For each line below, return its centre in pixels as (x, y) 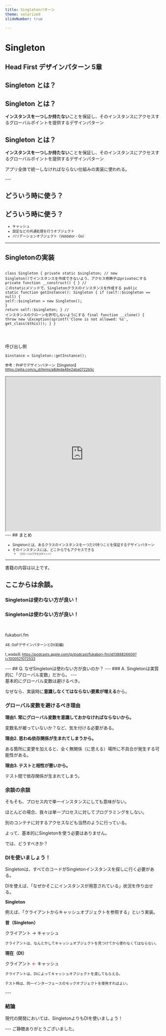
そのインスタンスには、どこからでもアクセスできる (53, 550)
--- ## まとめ (18, 535)
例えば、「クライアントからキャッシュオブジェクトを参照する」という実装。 (82, 912)
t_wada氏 (13, 655)
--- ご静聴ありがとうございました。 (41, 1029)
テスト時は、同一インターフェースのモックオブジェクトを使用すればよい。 (68, 984)
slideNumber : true (24, 19)
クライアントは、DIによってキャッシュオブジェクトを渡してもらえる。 (64, 974)
